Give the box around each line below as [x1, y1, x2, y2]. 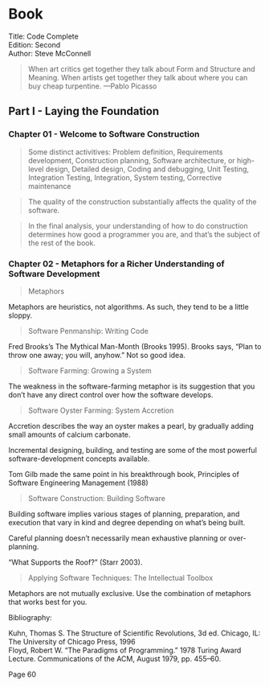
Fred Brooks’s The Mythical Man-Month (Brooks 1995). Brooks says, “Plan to [8, 341, 262, 351]
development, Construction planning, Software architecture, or [27, 155, 235, 165]
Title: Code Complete [8, 31, 79, 41]
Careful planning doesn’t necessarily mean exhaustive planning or [8, 533, 227, 543]
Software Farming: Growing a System [27, 365, 153, 375]
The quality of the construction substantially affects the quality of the [27, 196, 257, 206]
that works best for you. [8, 597, 88, 607]
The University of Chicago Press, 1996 [8, 636, 136, 646]
